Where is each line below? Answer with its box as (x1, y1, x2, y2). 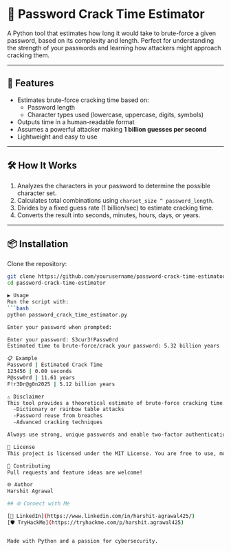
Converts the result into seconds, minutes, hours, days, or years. (16, 210, 201, 219)
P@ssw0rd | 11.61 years (7, 374, 76, 381)
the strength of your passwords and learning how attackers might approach (7, 43, 221, 52)
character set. (16, 189, 57, 197)
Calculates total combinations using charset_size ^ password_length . (16, 196, 214, 204)
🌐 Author (7, 481, 33, 488)
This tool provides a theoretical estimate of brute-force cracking (7, 399, 208, 406)
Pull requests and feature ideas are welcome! (7, 469, 143, 476)
